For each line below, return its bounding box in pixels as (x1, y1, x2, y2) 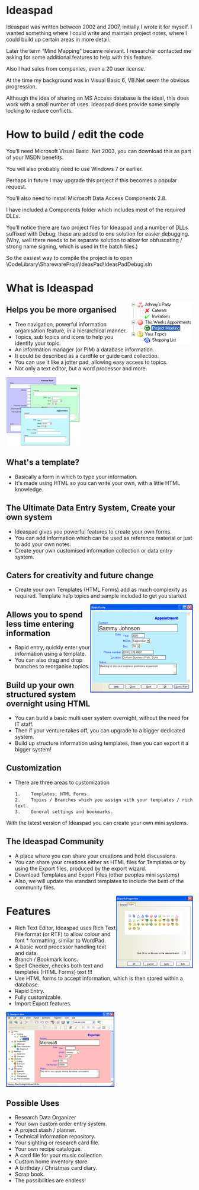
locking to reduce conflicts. (6, 107, 73, 114)
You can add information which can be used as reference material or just (14, 534, 192, 541)
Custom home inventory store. (14, 1158, 89, 1165)
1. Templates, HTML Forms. (14, 791, 90, 797)
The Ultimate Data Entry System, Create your (6, 503, 176, 513)
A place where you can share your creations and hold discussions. (14, 852, 178, 859)
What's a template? (6, 458, 80, 468)
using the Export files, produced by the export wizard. (14, 865, 147, 872)
